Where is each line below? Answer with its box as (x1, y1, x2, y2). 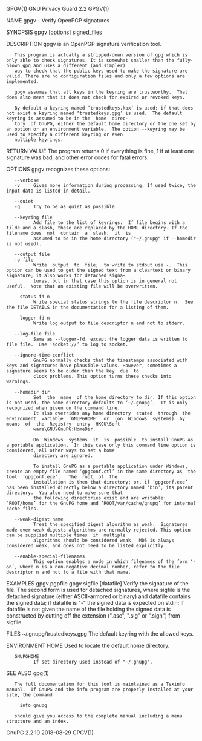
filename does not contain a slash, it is (6, 230, 131, 236)
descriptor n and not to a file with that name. (6, 569, 131, 575)
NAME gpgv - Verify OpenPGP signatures (6, 17, 110, 24)
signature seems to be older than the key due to (6, 368, 139, 374)
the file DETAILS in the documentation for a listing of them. (6, 305, 169, 311)
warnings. (6, 378, 31, 384)
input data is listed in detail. (6, 188, 91, 194)
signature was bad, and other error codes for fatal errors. (6, 154, 149, 161)
